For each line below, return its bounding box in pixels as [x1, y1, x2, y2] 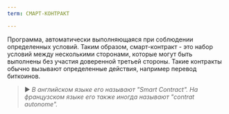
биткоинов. [7, 72, 40, 80]
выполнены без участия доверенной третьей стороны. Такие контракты [7, 57, 222, 66]
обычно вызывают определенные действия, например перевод [7, 64, 197, 73]
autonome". [24, 99, 58, 108]
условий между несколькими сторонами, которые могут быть [7, 50, 193, 58]
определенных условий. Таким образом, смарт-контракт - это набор [7, 42, 214, 50]
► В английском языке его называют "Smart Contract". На [24, 85, 198, 93]
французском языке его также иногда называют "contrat [24, 93, 195, 101]
